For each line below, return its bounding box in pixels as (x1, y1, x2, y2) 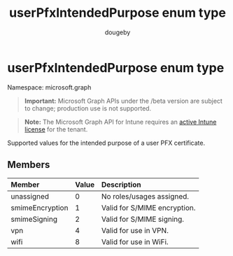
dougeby (104, 28, 131, 36)
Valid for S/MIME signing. (101, 214, 184, 224)
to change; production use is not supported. (24, 104, 152, 113)
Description (101, 180, 141, 190)
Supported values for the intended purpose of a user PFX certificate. (7, 138, 206, 147)
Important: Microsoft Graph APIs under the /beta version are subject (24, 97, 223, 105)
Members (7, 159, 50, 171)
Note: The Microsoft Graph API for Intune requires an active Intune (24, 118, 217, 126)
